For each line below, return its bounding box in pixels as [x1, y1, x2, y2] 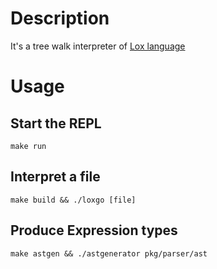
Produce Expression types [10, 222, 178, 239]
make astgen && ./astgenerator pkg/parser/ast [10, 248, 208, 259]
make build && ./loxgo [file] [10, 195, 137, 205]
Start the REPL [10, 115, 102, 132]
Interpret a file [10, 168, 101, 186]
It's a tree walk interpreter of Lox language [10, 40, 186, 52]
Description [10, 7, 110, 30]
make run [10, 141, 47, 151]
